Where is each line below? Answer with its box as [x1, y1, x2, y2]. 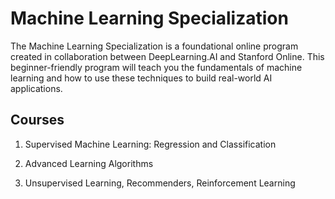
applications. [10, 82, 63, 94]
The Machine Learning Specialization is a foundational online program [10, 40, 299, 52]
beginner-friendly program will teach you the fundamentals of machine [10, 61, 303, 73]
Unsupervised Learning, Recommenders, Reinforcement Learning [24, 177, 296, 189]
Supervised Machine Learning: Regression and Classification [24, 138, 277, 150]
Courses [10, 112, 65, 129]
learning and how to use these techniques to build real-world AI [10, 72, 273, 84]
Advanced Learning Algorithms [24, 157, 154, 169]
